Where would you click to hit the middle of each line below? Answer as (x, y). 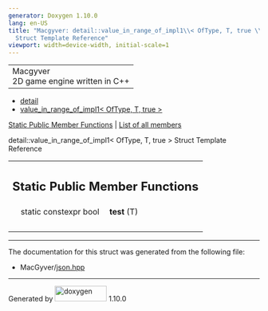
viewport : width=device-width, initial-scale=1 (89, 45)
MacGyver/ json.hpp (52, 267)
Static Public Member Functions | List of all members (95, 125)
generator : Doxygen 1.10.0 (53, 16)
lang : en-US (28, 23)
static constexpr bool (60, 211)
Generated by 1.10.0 (67, 298)
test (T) (123, 211)
